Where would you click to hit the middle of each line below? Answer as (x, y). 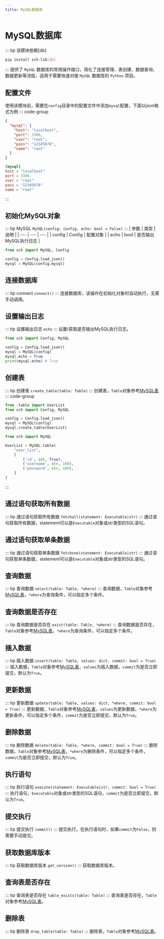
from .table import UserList (35, 405)
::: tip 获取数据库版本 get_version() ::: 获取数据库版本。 (61, 865)
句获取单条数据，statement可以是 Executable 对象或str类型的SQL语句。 (76, 559)
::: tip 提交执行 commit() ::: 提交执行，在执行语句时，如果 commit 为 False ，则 (81, 830)
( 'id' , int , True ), (43, 459)
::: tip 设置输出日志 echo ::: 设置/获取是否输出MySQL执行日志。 (68, 329)
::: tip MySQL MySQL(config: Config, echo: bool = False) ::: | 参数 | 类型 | (80, 229)
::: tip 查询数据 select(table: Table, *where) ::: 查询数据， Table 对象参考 (79, 589)
